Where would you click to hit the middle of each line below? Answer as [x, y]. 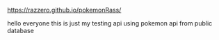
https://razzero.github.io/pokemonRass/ [64, 10]
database [21, 31]
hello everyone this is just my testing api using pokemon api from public [110, 23]
